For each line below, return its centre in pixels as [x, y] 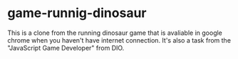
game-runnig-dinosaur [77, 13]
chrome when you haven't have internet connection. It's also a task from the [119, 40]
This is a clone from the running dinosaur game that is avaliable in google [115, 33]
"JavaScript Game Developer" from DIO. [66, 48]
